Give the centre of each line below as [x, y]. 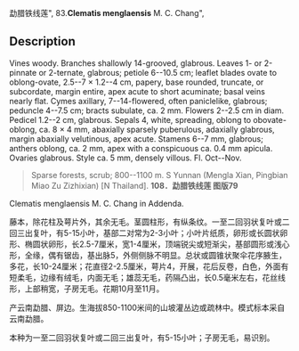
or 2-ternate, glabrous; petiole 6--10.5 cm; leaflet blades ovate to [158, 72]
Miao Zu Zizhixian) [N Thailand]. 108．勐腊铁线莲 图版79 [134, 185]
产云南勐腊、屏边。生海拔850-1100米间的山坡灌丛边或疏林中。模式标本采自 [147, 307]
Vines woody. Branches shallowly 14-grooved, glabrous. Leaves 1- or [136, 63]
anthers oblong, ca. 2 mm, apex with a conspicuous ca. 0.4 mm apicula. [141, 148]
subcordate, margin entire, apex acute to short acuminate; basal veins [137, 91]
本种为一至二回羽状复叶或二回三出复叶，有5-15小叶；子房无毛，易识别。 [142, 338]
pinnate [23, 72]
